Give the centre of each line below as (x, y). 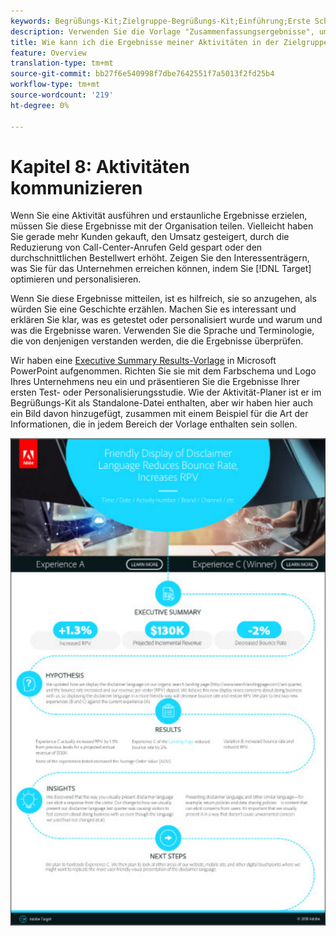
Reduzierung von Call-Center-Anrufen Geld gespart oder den (136, 247)
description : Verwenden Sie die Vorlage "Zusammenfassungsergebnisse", (162, 31)
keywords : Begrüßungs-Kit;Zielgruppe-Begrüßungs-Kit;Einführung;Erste (160, 21)
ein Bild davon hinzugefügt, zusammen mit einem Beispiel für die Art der (159, 414)
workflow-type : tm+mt (55, 85)
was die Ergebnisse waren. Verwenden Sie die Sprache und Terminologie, (162, 331)
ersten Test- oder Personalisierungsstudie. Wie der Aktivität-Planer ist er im (166, 392)
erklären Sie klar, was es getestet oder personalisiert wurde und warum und (166, 320)
